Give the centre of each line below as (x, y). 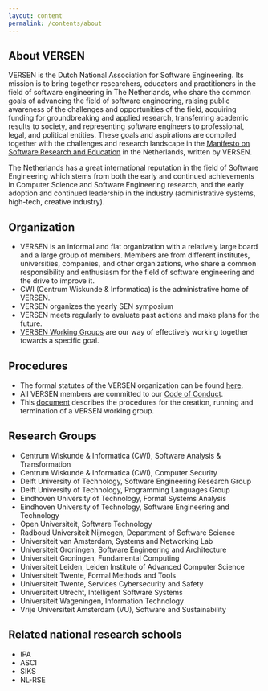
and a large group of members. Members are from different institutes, (135, 255)
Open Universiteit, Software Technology (86, 524)
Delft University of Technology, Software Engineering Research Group (136, 481)
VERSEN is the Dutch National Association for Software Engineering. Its (126, 75)
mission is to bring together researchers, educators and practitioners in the (132, 84)
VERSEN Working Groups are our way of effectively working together (134, 332)
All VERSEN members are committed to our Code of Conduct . (122, 393)
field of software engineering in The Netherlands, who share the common (130, 93)
